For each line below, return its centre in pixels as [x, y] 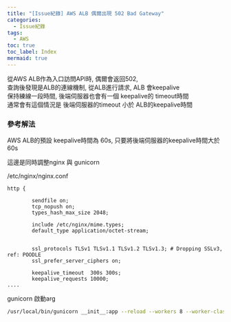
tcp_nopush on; [54, 207]
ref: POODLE [24, 255]
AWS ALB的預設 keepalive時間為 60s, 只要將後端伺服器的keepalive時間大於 [113, 140]
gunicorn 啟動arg [32, 299]
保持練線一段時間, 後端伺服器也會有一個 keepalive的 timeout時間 [98, 96]
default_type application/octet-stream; [90, 231]
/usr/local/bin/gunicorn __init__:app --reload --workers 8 [95, 312]
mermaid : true [27, 58]
